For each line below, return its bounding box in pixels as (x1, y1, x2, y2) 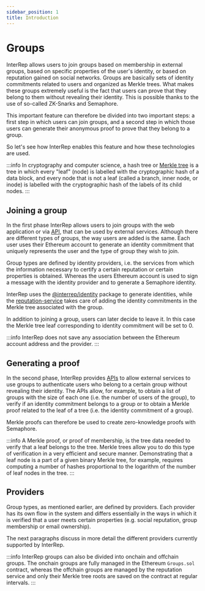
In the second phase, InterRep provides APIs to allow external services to (6, 374, 191, 382)
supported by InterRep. (6, 541, 65, 548)
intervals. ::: (6, 579, 36, 586)
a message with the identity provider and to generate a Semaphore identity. (6, 279, 197, 286)
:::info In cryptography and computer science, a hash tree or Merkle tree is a (6, 161, 199, 169)
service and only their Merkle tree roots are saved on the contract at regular (6, 572, 198, 579)
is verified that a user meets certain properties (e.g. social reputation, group (6, 516, 198, 523)
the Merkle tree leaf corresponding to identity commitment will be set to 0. (6, 322, 194, 329)
